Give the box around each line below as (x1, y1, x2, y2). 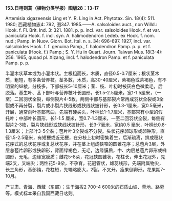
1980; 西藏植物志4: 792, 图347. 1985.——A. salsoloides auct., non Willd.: (5, 22, 158, 27)
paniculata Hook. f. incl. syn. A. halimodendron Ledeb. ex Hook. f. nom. (5, 33, 155, 38)
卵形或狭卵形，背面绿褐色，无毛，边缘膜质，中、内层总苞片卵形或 (23, 147, 162, 153)
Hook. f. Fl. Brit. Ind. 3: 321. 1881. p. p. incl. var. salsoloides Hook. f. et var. (5, 27, 160, 33)
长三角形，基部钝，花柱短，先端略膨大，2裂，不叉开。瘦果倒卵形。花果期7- (5, 167, 165, 172)
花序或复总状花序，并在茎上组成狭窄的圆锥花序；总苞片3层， (32, 141, 161, 147)
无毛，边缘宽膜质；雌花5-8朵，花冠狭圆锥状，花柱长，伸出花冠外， (18, 154, 161, 159)
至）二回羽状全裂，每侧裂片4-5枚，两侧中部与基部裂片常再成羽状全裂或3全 (5, 96, 164, 102)
